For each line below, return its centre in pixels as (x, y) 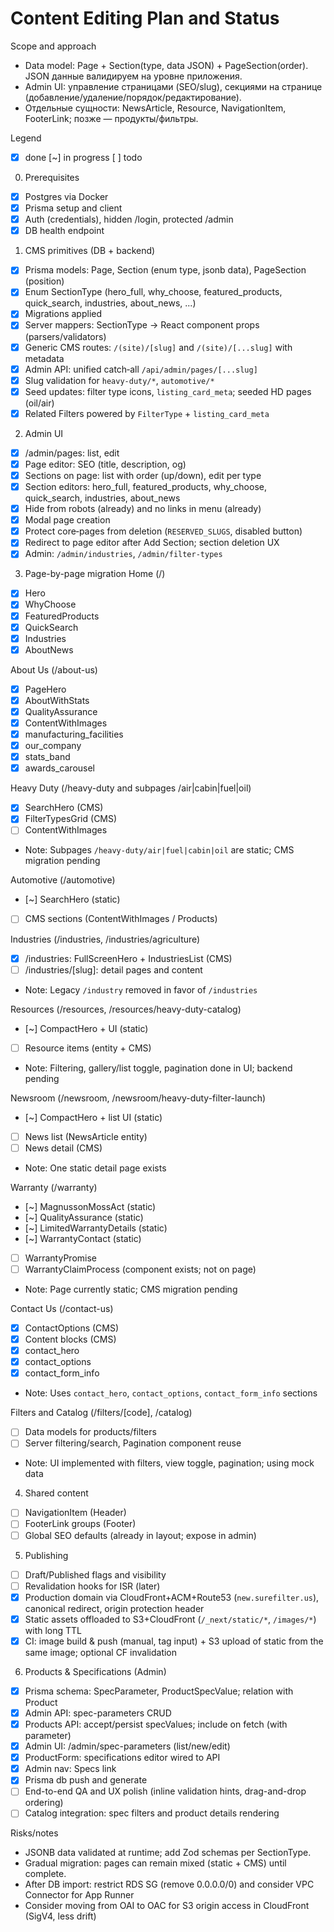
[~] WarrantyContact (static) (83, 1238)
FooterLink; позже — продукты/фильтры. (111, 118)
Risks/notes (34, 1833)
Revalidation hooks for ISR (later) (92, 1586)
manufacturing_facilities (74, 734)
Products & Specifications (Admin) (95, 1671)
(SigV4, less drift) (60, 1916)
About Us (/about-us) (54, 669)
